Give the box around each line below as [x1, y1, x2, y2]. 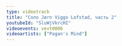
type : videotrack [6, 8, 50, 15]
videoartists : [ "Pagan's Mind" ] [6, 31, 87, 37]
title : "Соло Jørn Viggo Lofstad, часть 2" [6, 14, 117, 20]
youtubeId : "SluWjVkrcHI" [6, 20, 71, 26]
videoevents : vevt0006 [6, 25, 63, 32]
